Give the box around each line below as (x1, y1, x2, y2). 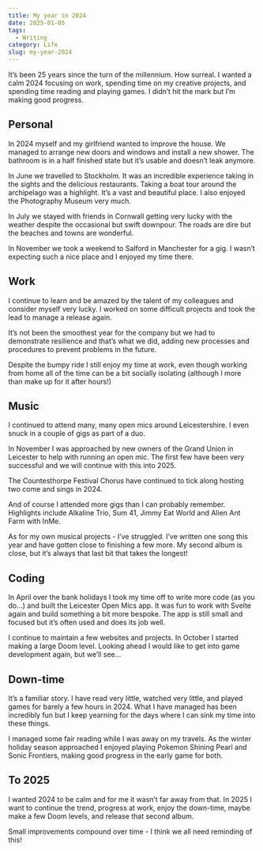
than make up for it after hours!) (8, 377, 112, 386)
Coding (8, 572, 45, 585)
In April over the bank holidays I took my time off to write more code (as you (8, 593, 255, 602)
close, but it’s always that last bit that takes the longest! (8, 549, 188, 558)
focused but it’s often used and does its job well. (8, 617, 166, 628)
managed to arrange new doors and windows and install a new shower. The (8, 147, 254, 156)
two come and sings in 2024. (8, 485, 103, 494)
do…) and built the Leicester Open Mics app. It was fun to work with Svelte (8, 601, 251, 610)
